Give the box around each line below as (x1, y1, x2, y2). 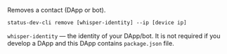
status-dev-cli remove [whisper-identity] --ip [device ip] (7, 19, 188, 26)
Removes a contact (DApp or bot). (7, 6, 106, 14)
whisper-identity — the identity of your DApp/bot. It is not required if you (7, 31, 221, 40)
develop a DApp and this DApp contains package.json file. (7, 39, 174, 47)
